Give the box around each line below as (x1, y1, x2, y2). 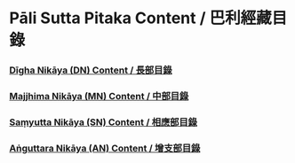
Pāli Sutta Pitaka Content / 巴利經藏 (9, 8, 273, 28)
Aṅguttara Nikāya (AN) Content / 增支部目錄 (9, 142, 201, 154)
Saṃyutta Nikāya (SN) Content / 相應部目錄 (9, 116, 198, 128)
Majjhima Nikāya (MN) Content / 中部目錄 (9, 90, 189, 103)
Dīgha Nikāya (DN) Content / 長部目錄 (9, 64, 172, 76)
